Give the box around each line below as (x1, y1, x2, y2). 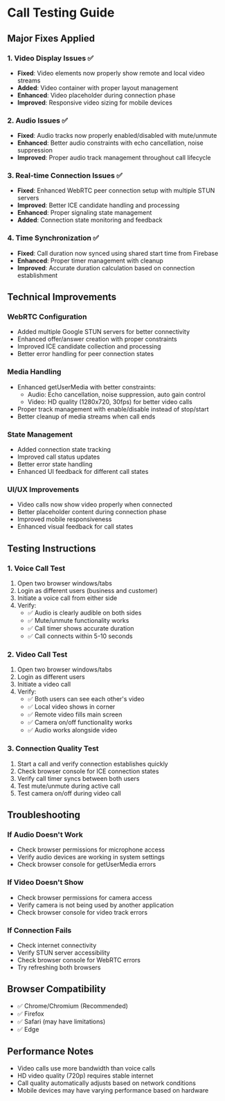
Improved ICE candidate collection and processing (17, 342, 161, 351)
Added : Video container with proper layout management (17, 83, 179, 91)
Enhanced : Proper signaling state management (17, 209, 152, 217)
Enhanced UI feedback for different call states (17, 468, 149, 476)
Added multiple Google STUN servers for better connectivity (17, 328, 190, 336)
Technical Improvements (7, 291, 117, 303)
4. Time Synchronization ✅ (7, 234, 99, 243)
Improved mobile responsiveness (17, 515, 112, 524)
